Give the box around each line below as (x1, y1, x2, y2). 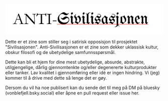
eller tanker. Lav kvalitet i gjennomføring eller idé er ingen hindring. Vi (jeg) (5, 69, 160, 75)
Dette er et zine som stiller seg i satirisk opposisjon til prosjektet (5, 38, 138, 44)
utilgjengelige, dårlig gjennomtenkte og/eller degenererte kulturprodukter (5, 64, 157, 70)
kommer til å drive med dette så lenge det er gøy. (5, 74, 107, 81)
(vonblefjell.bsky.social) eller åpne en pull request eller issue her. (5, 89, 140, 96)
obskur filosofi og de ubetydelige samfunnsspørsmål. (5, 49, 116, 55)
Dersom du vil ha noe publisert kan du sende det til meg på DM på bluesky (5, 84, 160, 90)
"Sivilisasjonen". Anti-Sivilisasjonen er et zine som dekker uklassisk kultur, (5, 44, 159, 50)
